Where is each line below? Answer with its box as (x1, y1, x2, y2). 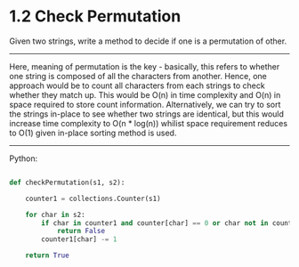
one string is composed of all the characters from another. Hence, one (9, 70, 267, 81)
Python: (9, 153, 38, 164)
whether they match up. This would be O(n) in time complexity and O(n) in (9, 89, 281, 100)
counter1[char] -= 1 (41, 235, 117, 244)
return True (25, 251, 69, 260)
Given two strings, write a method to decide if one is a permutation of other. (9, 36, 287, 46)
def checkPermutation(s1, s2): (9, 178, 125, 187)
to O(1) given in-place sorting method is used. (9, 127, 177, 138)
